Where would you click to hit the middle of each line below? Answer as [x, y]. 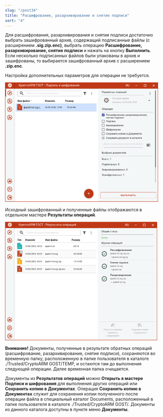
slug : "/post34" [21, 10]
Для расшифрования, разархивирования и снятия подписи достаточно [79, 35]
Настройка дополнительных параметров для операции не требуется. [77, 76]
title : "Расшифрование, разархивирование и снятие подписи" [67, 15]
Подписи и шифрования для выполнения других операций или [71, 383]
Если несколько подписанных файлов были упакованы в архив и [72, 56]
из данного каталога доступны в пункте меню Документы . [67, 409]
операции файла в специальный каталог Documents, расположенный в [79, 399]
